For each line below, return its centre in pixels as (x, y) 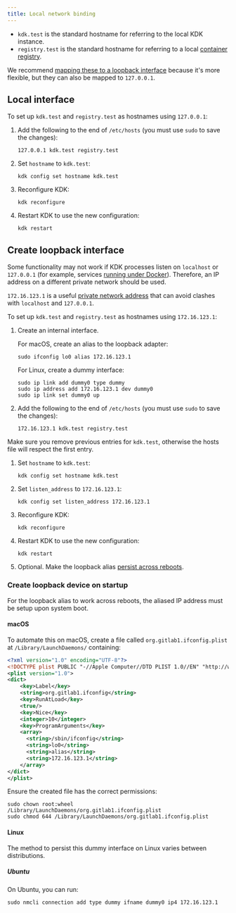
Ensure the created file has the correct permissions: (82, 791)
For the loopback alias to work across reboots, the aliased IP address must (115, 600)
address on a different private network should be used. (87, 282)
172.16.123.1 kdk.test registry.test (73, 429)
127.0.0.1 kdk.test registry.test (68, 151)
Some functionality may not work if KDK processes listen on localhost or (113, 267)
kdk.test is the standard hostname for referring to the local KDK (110, 34)
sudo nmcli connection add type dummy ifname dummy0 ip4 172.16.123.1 (113, 902)
